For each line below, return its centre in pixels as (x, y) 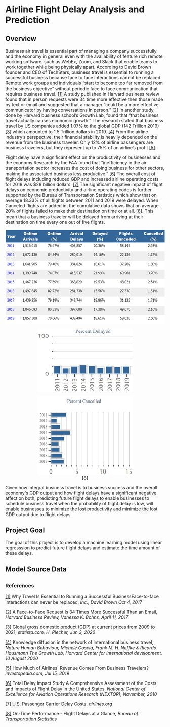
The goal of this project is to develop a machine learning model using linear (84, 542)
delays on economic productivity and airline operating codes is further (79, 190)
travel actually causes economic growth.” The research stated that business (84, 121)
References (20, 585)
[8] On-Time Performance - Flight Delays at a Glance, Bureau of (72, 713)
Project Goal (25, 530)
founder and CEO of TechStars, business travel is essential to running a (80, 72)
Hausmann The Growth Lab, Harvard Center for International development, (84, 653)
